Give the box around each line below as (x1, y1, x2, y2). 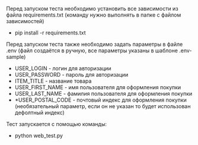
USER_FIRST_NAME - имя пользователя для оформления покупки (14, 84, 181, 91)
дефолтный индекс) (14, 109, 65, 116)
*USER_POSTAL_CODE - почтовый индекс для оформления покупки (14, 96, 187, 103)
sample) (6, 53, 26, 60)
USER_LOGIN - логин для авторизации (14, 65, 111, 72)
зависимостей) (6, 18, 44, 24)
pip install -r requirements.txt (14, 29, 86, 36)
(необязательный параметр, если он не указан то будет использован (14, 103, 191, 109)
